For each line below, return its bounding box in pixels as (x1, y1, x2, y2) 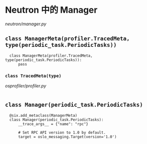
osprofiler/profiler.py (5, 83, 46, 89)
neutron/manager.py (5, 21, 46, 27)
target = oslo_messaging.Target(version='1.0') (18, 134, 117, 139)
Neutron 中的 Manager (5, 4, 98, 16)
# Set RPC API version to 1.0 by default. (18, 130, 106, 135)
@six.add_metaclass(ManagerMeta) (9, 113, 78, 118)
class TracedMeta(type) (5, 73, 62, 79)
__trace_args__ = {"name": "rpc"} (18, 122, 89, 126)
